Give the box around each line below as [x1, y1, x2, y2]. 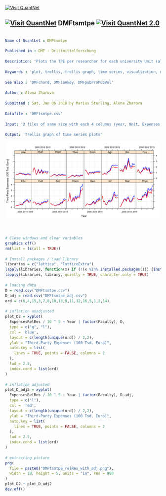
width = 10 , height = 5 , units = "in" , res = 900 [9, 471, 114, 476]
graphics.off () [5, 241, 37, 246]
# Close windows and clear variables [5, 236, 83, 241]
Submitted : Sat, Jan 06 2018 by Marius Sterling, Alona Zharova [5, 101, 142, 106]
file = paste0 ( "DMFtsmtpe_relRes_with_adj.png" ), [9, 466, 114, 471]
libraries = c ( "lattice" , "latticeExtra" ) [5, 262, 94, 267]
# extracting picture [5, 455, 50, 460]
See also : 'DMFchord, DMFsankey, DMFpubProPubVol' [5, 80, 114, 85]
